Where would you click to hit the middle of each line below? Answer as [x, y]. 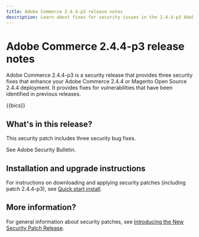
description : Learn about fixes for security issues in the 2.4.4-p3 [94, 17]
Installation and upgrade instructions [76, 168]
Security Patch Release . [35, 228]
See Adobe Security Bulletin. [41, 150]
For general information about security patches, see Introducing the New [95, 222]
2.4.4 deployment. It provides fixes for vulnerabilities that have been [89, 88]
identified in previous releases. [44, 94]
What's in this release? [49, 124]
